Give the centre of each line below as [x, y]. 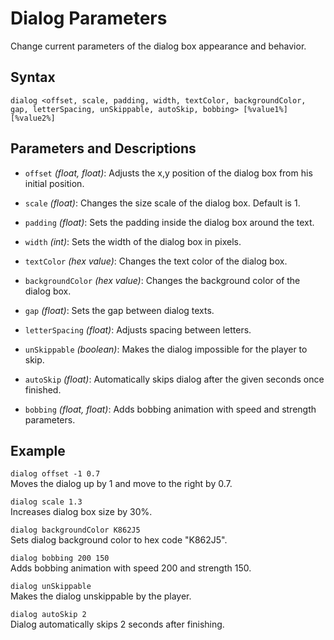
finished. [43, 389]
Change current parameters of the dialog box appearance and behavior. [158, 46]
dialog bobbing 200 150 [60, 558]
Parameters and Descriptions [103, 148]
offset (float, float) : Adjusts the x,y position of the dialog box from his [168, 173]
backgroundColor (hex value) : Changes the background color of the [162, 280]
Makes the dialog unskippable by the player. [101, 596]
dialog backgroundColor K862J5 [75, 530]
